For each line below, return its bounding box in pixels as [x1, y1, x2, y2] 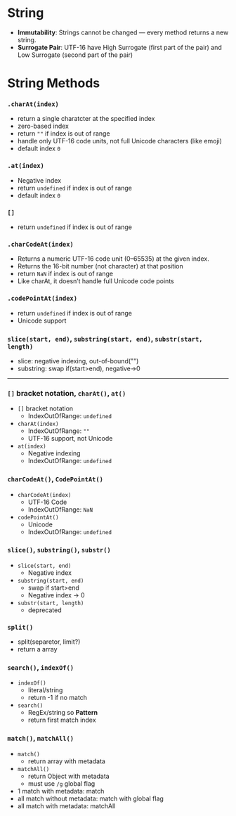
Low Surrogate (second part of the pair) [17, 51, 133, 59]
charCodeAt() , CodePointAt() [7, 474, 104, 484]
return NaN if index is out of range [17, 269, 114, 278]
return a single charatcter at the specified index [17, 115, 155, 123]
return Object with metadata [27, 772, 110, 780]
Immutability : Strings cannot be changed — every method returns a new [17, 28, 229, 37]
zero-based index [17, 122, 69, 131]
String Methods [7, 75, 100, 91]
